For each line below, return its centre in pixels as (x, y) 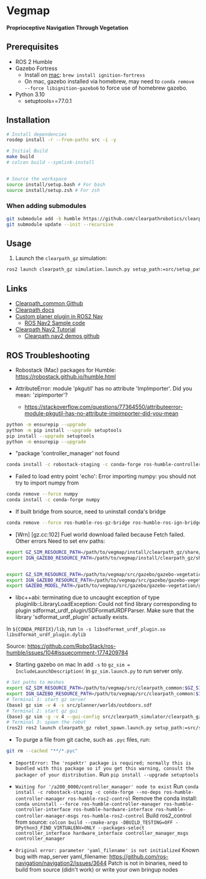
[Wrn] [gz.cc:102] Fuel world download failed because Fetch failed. (100, 534)
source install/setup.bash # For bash (56, 185)
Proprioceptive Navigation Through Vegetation (67, 28)
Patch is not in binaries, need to (148, 863)
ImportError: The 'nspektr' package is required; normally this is (103, 763)
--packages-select (121, 828)
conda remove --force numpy (42, 494)
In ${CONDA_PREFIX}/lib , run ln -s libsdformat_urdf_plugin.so (86, 629)
